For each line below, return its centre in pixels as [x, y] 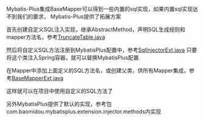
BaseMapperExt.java [38, 78]
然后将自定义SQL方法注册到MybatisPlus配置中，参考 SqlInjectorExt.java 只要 [102, 50]
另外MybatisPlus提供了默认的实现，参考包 [59, 104]
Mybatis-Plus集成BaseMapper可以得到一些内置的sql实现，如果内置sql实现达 [102, 9]
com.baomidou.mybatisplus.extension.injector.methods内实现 [84, 112]
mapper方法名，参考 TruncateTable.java [56, 37]
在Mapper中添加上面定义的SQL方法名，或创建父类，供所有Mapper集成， [98, 71]
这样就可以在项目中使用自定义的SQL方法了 [60, 91]
